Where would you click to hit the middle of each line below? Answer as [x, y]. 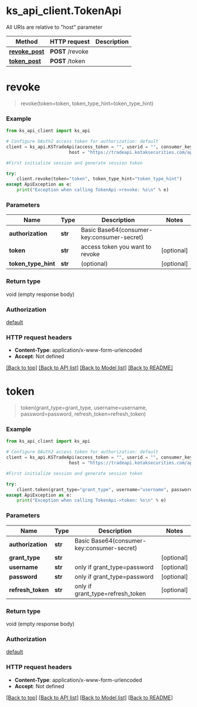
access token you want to [116, 247]
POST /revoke [69, 51]
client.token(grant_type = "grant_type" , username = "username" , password [105, 489]
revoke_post [27, 51]
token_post [25, 61]
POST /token [67, 61]
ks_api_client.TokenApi [64, 11]
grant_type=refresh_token [111, 593]
